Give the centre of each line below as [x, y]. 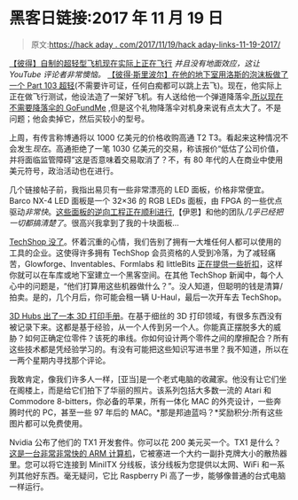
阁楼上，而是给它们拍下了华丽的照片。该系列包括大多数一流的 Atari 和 [144, 390]
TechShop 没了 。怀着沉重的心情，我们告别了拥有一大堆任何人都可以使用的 [145, 241]
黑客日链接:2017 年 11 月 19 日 [116, 18]
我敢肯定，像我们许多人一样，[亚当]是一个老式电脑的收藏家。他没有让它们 [144, 379]
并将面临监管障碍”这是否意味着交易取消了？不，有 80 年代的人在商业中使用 [146, 160]
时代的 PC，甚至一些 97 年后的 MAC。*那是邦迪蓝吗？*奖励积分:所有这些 [150, 412]
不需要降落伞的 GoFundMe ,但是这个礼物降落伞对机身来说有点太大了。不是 [145, 107]
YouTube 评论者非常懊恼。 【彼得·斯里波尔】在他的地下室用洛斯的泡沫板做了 [149, 74]
